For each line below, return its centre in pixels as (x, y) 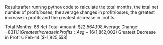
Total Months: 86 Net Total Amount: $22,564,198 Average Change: (72, 27)
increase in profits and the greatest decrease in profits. (60, 17)
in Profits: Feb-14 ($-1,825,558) (37, 37)
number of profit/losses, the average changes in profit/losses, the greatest (80, 12)
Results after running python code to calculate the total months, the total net (82, 7)
